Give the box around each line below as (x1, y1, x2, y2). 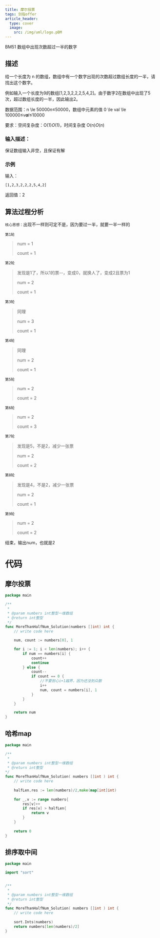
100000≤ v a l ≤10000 (5, 112, 45, 118)
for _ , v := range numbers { (14, 797, 69, 802)
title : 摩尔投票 (5, 7, 35, 12)
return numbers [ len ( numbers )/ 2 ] (14, 924, 80, 929)
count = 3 (17, 424, 37, 429)
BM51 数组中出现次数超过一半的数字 (5, 44, 77, 49)
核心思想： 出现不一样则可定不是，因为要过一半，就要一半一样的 (5, 222, 130, 227)
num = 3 (17, 318, 34, 324)
